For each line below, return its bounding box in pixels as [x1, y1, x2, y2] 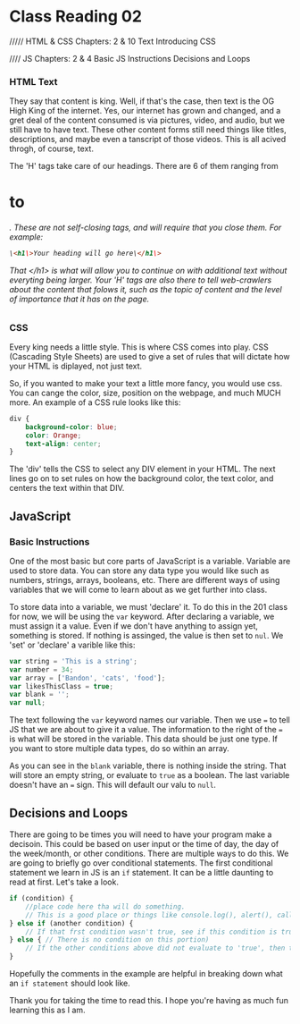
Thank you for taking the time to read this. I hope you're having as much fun [9, 995, 288, 1005]
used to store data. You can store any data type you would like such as [9, 565, 270, 576]
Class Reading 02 [9, 6, 143, 27]
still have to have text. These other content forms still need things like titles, [9, 124, 287, 135]
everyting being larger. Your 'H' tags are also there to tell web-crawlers [9, 275, 272, 285]
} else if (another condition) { [9, 918, 134, 927]
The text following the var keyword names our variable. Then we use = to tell [9, 715, 290, 725]
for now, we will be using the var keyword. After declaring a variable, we [9, 611, 275, 622]
